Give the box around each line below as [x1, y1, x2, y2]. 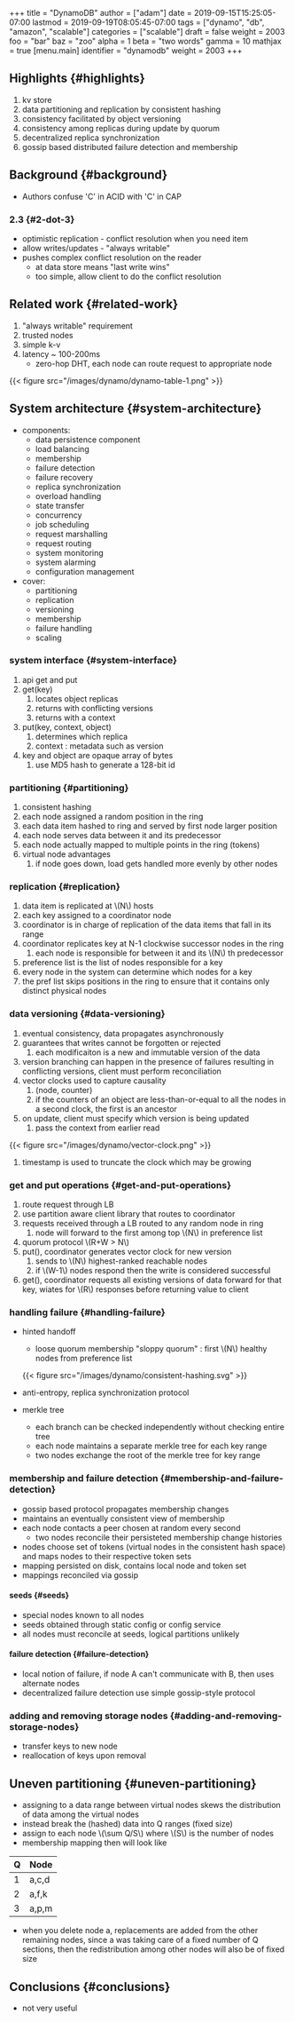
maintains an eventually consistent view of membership [21, 1513, 226, 1524]
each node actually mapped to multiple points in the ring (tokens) [21, 839, 260, 851]
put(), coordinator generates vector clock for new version [21, 1247, 232, 1257]
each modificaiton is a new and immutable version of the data [35, 1047, 260, 1058]
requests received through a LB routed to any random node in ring [21, 1218, 264, 1229]
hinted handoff [21, 1327, 77, 1337]
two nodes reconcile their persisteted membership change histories [35, 1532, 283, 1542]
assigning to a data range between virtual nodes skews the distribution [21, 1800, 281, 1811]
